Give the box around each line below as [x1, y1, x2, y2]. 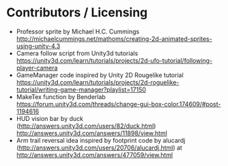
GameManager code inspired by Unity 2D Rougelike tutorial [16, 70, 184, 79]
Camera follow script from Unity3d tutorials [16, 49, 139, 57]
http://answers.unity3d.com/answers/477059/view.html [16, 150, 173, 158]
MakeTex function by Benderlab [16, 92, 106, 100]
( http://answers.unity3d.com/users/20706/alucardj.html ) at [16, 143, 182, 152]
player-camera [16, 64, 58, 72]
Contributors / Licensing [6, 5, 148, 20]
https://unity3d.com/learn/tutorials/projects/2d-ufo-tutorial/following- [16, 56, 213, 64]
